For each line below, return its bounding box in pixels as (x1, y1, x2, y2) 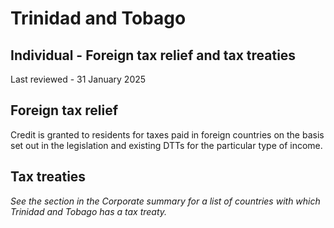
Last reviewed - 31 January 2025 (10, 73, 147, 85)
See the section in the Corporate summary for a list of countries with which (10, 195, 321, 207)
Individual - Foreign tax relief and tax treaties (10, 47, 297, 64)
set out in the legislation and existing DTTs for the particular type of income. (10, 139, 323, 151)
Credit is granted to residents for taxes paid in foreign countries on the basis (10, 128, 325, 141)
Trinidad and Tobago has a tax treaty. (10, 205, 168, 217)
